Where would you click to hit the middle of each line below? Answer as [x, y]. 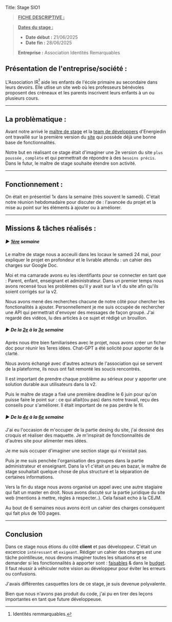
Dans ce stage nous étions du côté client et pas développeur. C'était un [81, 547]
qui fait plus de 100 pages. [33, 513]
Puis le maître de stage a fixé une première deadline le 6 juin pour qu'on [81, 394]
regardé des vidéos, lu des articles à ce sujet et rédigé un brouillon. [76, 318]
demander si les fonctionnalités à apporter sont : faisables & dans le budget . [85, 563]
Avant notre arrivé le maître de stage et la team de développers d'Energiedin [86, 132]
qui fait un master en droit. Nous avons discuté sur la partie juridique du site [85, 493]
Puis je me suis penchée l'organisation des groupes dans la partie [75, 461]
